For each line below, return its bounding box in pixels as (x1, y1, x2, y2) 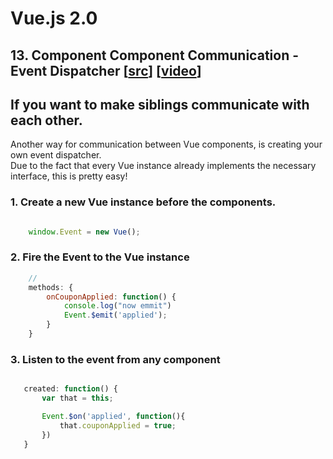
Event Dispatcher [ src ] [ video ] (10, 62, 202, 79)
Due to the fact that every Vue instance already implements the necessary (10, 160, 317, 172)
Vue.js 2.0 (10, 7, 98, 30)
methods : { (28, 282, 74, 292)
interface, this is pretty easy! (10, 170, 128, 182)
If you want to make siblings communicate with (10, 96, 310, 113)
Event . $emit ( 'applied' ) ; (63, 310, 168, 321)
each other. (10, 112, 83, 129)
